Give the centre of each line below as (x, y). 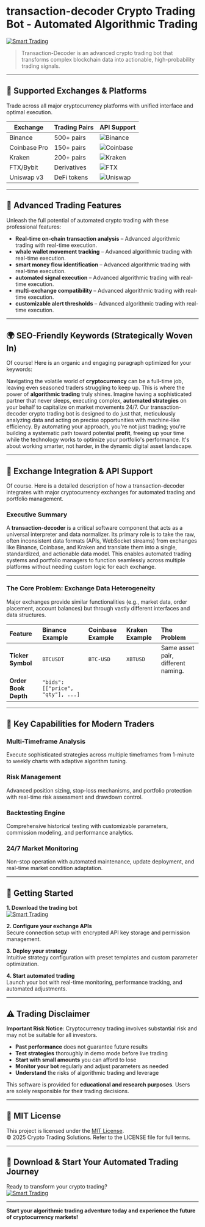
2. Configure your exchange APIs (49, 926)
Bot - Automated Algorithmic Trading (102, 24)
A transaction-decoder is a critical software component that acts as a (95, 528)
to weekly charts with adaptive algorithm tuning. (67, 761)
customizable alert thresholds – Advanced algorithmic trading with (100, 303)
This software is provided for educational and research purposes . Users (98, 1084)
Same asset (178, 648)
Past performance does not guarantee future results (81, 1047)
